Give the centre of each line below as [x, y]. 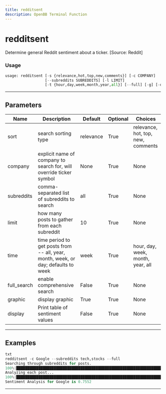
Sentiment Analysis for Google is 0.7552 [48, 382]
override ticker [55, 172]
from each [50, 226]
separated [50, 193]
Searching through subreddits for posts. [48, 363]
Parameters [23, 105]
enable [46, 279]
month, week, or [57, 259]
